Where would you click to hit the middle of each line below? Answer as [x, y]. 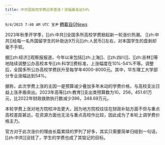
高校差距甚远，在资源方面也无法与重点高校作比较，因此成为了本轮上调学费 [80, 115]
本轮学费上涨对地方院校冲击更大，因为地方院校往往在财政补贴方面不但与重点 [82, 109]
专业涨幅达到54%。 [29, 75]
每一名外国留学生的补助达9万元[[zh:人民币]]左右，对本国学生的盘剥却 [87, 41]
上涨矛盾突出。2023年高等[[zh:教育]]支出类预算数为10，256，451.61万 [81, 92]
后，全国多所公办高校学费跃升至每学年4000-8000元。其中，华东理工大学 [79, 70]
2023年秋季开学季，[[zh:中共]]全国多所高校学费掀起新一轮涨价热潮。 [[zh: [80, 34]
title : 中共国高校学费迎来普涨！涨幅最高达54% [47, 10]
